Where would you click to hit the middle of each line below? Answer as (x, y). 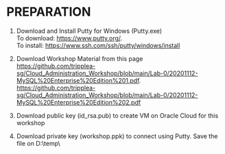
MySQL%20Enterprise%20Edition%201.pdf (78, 80)
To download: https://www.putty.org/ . (69, 38)
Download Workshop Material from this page (80, 58)
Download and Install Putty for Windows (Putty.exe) (89, 31)
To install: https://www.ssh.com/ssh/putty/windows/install (98, 45)
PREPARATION (49, 12)
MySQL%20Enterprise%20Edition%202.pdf (79, 102)
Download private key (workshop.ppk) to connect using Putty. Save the (117, 136)
